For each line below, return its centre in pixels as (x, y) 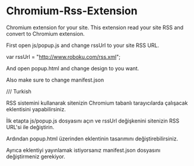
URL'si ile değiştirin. (30, 127)
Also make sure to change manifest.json (55, 80)
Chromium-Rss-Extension (72, 11)
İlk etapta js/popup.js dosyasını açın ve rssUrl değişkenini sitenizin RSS (93, 121)
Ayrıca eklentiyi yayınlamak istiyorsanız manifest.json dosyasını (83, 150)
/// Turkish (19, 91)
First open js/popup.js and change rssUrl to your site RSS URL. (83, 45)
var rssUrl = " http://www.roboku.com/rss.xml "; (63, 57)
